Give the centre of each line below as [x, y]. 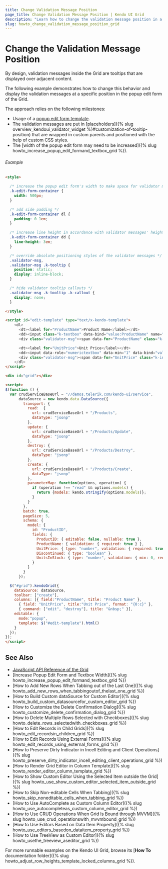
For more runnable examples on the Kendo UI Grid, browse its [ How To [78, 850]
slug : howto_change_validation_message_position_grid [62, 24]
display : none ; [30, 297]
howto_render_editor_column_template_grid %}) [62, 771]
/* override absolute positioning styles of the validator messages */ [86, 255]
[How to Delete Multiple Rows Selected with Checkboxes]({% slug [80, 718]
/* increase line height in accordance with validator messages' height [87, 233]
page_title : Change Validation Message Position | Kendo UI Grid [74, 15]
